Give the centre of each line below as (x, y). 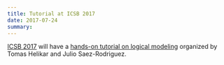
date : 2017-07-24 (33, 20)
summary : (20, 27)
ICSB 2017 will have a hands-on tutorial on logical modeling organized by (112, 47)
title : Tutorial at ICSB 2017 (51, 14)
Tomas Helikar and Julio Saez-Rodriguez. (67, 54)
